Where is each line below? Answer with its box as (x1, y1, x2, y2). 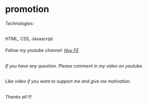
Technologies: (5, 20, 34, 26)
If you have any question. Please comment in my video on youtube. (5, 62, 144, 68)
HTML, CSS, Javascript (5, 36, 53, 42)
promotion (5, 3, 49, 15)
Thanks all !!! (5, 93, 32, 99)
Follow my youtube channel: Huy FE (5, 47, 79, 53)
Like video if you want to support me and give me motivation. (5, 78, 131, 84)
